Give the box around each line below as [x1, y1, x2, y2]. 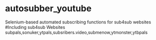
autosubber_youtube [5, 3, 92, 14]
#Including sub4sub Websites [5, 24, 65, 30]
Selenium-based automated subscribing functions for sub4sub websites [5, 19, 151, 25]
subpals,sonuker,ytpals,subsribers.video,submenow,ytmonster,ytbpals [5, 29, 148, 35]
